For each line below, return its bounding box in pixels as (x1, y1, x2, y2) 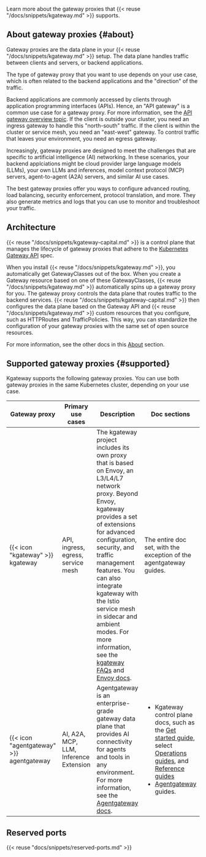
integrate (96, 582, 123, 590)
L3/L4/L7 (96, 474, 124, 483)
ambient (96, 620, 120, 628)
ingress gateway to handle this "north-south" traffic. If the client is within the (6, 122, 200, 129)
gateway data (96, 714, 136, 723)
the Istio (96, 597, 120, 606)
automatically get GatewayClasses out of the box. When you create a (6, 270, 181, 277)
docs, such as (154, 718, 195, 727)
